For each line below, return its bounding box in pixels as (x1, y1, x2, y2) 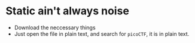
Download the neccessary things (14, 24, 96, 31)
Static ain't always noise (5, 4, 130, 18)
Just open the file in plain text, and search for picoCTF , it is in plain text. (14, 30, 190, 37)
